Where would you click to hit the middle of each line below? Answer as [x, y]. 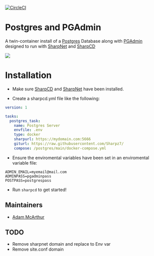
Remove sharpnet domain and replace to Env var [61, 244]
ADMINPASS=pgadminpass [28, 176]
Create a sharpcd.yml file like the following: [56, 98]
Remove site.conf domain [38, 249]
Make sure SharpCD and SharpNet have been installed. [68, 89]
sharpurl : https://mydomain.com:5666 [52, 139]
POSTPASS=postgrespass [28, 180]
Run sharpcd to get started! [39, 190]
